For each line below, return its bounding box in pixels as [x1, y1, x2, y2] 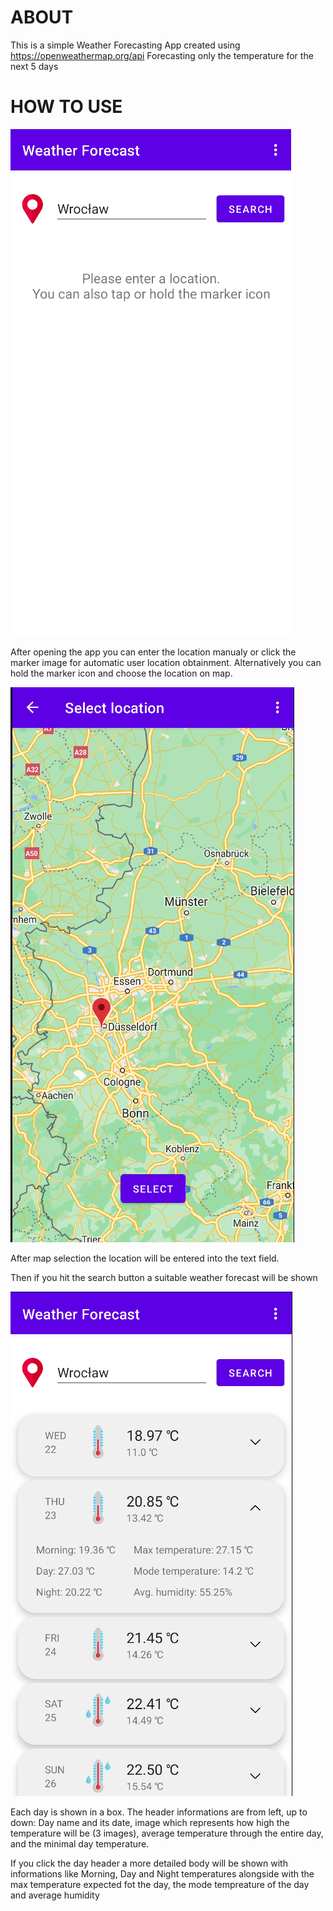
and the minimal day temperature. [10, 1837, 150, 1850]
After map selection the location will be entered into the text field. [10, 1252, 280, 1264]
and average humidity [10, 1889, 100, 1901]
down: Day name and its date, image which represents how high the [10, 1816, 290, 1828]
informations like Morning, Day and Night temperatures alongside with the [10, 1867, 315, 1880]
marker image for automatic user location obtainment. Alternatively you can [10, 656, 322, 668]
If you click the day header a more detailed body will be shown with [10, 1857, 288, 1869]
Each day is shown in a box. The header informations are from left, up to [10, 1806, 308, 1818]
